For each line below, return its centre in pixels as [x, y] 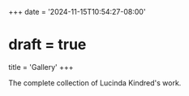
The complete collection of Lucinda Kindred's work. [95, 83]
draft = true [47, 45]
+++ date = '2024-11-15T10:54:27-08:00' [77, 12]
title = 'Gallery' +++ [41, 67]
